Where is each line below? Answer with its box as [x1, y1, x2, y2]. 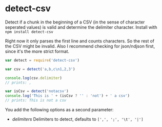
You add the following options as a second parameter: [5, 107, 114, 113]
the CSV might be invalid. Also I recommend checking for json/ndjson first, [5, 43, 155, 49]
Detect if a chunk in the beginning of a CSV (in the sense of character [5, 19, 145, 25]
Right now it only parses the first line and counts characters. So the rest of [5, 38, 155, 44]
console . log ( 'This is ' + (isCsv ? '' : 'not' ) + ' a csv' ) [5, 93, 130, 98]
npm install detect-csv [5, 29, 54, 34]
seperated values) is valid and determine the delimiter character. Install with [5, 24, 158, 30]
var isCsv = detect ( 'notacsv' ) [5, 89, 69, 94]
